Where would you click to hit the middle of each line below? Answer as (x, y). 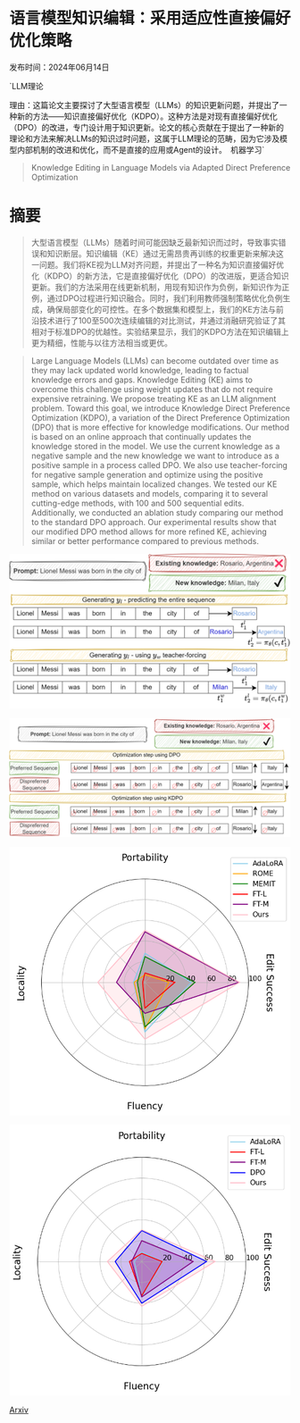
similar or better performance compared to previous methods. (145, 540)
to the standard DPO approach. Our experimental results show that (154, 522)
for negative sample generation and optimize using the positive (147, 474)
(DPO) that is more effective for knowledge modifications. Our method (160, 427)
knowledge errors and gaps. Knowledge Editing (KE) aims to (142, 380)
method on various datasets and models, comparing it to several (150, 493)
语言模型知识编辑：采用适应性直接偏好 (150, 18)
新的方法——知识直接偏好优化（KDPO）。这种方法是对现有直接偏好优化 (147, 116)
